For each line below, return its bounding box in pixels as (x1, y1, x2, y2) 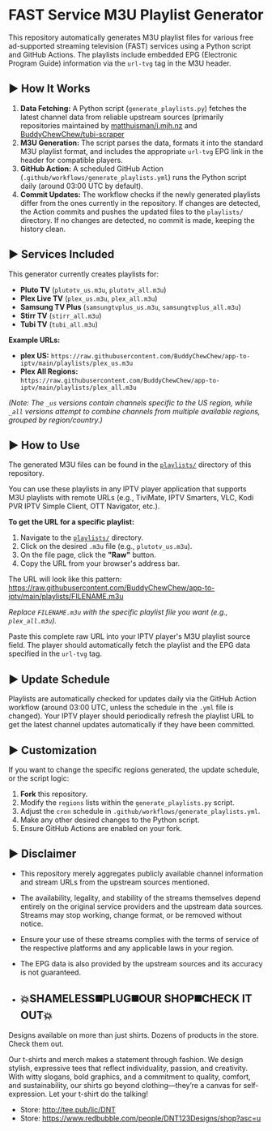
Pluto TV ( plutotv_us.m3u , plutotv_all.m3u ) (19, 285, 167, 294)
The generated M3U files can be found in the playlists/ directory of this (8, 460, 252, 469)
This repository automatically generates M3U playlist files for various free (8, 32, 253, 42)
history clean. (19, 224, 66, 233)
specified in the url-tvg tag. (8, 649, 103, 658)
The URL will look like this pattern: (8, 574, 122, 585)
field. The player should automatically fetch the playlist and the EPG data (8, 640, 251, 650)
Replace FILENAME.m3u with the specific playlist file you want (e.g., (8, 607, 228, 617)
